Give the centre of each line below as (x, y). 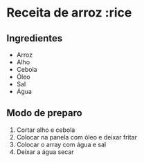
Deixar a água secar (45, 152)
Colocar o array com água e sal (61, 144)
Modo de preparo (44, 113)
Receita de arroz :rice (69, 13)
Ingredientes (35, 38)
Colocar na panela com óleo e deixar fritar (77, 137)
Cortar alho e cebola (46, 130)
